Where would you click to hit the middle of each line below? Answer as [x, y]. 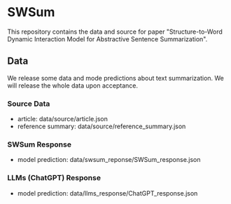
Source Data [29, 104]
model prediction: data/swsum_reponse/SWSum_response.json [109, 160]
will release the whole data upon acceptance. [73, 86]
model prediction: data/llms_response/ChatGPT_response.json [107, 193]
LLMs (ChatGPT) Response [54, 178]
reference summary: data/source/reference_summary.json [101, 126]
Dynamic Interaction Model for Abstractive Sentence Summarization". [107, 39]
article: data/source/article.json [63, 119]
